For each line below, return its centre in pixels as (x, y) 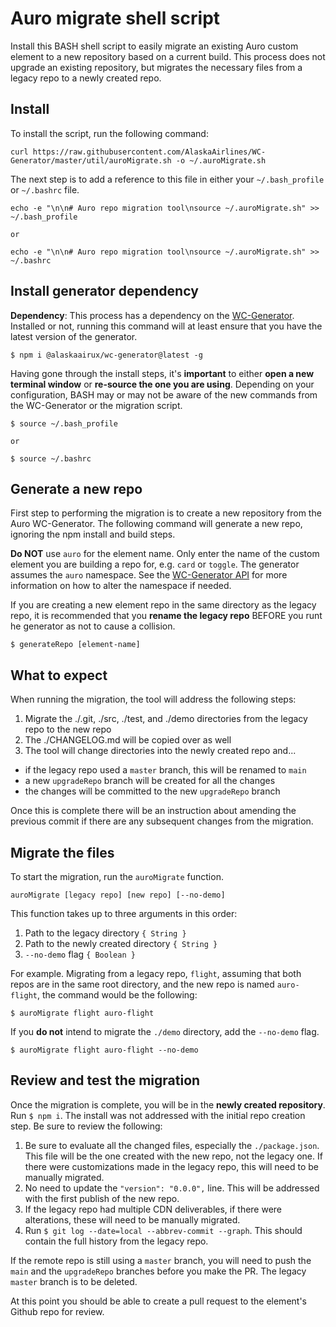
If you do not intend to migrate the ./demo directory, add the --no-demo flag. (165, 1031)
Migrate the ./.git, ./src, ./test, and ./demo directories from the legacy (166, 719)
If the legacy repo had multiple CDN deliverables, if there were (153, 1209)
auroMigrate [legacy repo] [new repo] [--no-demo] (118, 895)
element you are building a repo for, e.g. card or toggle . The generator (155, 564)
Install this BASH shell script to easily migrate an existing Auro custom (154, 46)
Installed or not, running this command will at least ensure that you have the (166, 326)
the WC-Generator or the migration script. (96, 405)
